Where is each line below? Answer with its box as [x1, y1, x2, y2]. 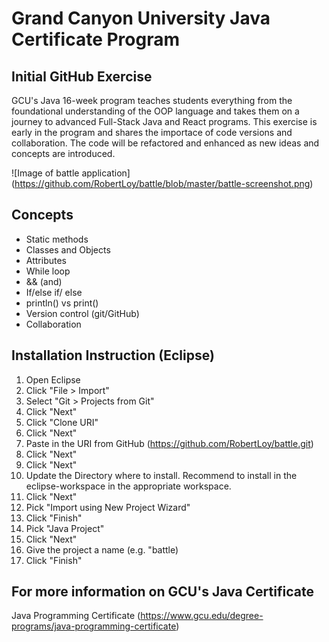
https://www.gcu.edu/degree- [140, 610, 264, 622]
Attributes [25, 254, 67, 266]
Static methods [25, 233, 89, 245]
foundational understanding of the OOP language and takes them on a [11, 105, 300, 117]
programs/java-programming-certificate [11, 620, 177, 632]
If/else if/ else [25, 286, 83, 298]
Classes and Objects [25, 243, 111, 256]
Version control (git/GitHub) [25, 307, 140, 319]
